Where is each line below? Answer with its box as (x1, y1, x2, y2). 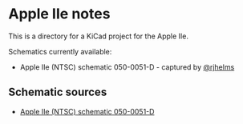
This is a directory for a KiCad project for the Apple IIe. (8, 31, 189, 41)
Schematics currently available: (8, 46, 112, 56)
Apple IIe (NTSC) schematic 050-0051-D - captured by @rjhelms (19, 62, 235, 72)
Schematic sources (8, 86, 107, 99)
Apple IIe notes (8, 5, 111, 23)
